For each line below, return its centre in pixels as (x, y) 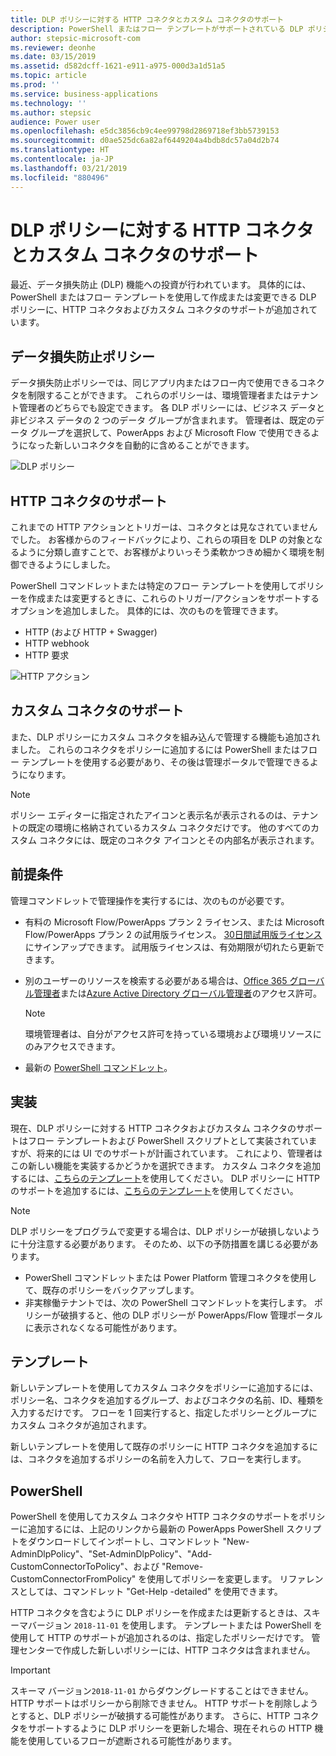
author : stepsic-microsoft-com (75, 38)
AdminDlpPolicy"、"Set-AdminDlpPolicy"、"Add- (111, 1554)
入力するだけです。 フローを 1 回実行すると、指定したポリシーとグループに (164, 1413)
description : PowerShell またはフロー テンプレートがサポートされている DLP (157, 29)
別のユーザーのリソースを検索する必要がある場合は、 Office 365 (156, 980)
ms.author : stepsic (51, 112)
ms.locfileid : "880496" (60, 177)
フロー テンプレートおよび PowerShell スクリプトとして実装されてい (168, 1140)
